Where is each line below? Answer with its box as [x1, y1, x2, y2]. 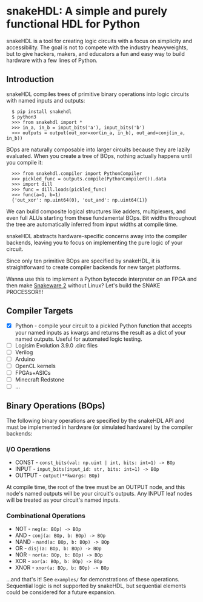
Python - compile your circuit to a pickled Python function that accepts [15, 322, 192, 329]
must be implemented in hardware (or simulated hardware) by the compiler [6, 423, 193, 431]
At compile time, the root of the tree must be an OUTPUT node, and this [6, 484, 185, 491]
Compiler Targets [6, 306, 74, 316]
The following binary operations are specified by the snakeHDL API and [6, 417, 185, 424]
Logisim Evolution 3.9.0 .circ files [15, 341, 98, 349]
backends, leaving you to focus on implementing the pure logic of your [6, 239, 183, 246]
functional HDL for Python [6, 17, 141, 31]
